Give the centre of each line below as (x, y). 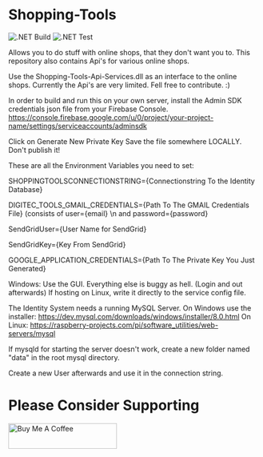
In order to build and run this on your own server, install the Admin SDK (125, 100)
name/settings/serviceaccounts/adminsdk (78, 126)
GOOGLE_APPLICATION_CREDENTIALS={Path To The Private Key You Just (131, 260)
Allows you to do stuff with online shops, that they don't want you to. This (129, 52)
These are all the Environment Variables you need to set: (101, 165)
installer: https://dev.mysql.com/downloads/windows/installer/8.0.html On (130, 316)
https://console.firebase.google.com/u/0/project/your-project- (111, 117)
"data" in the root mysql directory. (64, 357)
